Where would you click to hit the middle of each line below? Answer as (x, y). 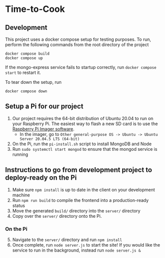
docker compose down (26, 91)
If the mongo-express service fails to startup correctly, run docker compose (81, 67)
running (20, 154)
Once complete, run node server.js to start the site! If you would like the (86, 245)
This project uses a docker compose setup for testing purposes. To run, (78, 39)
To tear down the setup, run (33, 82)
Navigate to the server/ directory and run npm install (67, 240)
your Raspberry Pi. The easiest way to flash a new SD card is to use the (85, 124)
